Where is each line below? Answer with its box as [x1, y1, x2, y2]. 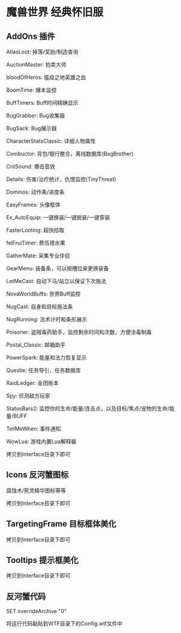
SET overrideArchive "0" [6, 608, 67, 615]
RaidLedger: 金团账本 [6, 379, 59, 387]
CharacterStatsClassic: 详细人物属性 [6, 137, 96, 144]
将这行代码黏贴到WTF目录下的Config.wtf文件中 [6, 620, 123, 627]
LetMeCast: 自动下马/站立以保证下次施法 [6, 278, 107, 285]
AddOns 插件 [6, 31, 55, 41]
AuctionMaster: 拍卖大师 [6, 61, 67, 68]
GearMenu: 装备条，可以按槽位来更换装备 [6, 265, 109, 272]
